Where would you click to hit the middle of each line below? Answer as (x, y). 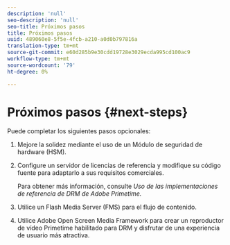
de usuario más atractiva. (53, 235)
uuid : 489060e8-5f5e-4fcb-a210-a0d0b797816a (72, 40)
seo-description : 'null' (43, 20)
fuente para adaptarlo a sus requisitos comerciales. (90, 173)
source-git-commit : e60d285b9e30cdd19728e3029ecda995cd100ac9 (99, 53)
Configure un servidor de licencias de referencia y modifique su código (119, 166)
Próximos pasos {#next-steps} (98, 112)
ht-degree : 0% (28, 71)
